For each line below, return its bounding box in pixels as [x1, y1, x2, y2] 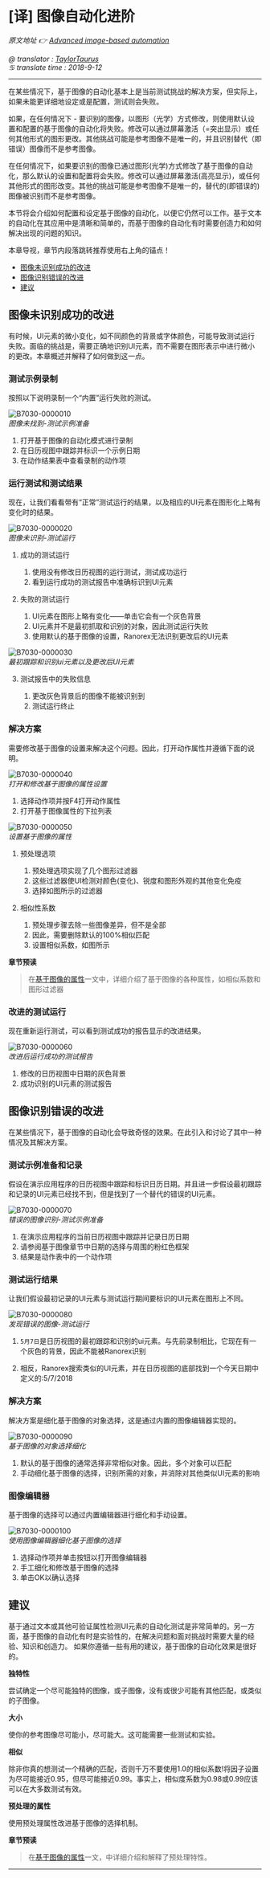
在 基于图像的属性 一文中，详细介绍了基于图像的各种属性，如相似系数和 [27, 974, 261, 984]
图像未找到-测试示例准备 [8, 418, 90, 428]
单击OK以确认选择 [19, 1572, 80, 1582]
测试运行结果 [8, 1274, 59, 1285]
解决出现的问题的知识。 [8, 228, 86, 238]
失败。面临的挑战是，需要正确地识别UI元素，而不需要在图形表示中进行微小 [8, 341, 256, 350]
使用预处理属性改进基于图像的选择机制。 [8, 1818, 142, 1827]
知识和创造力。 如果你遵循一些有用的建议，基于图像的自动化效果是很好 [22, 1641, 257, 1651]
